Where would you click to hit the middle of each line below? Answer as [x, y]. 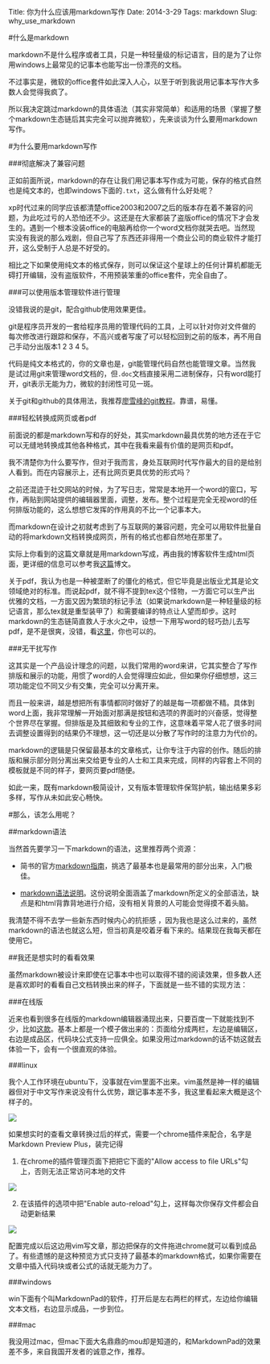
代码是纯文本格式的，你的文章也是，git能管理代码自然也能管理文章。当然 [129, 364]
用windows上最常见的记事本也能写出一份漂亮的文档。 [97, 64]
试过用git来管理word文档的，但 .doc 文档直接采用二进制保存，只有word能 [135, 374]
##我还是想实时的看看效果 [51, 957]
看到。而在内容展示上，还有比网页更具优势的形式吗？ [103, 472]
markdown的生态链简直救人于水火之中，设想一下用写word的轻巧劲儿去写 [129, 621]
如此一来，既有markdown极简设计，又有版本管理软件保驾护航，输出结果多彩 [135, 787]
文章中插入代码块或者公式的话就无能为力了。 [82, 1266]
